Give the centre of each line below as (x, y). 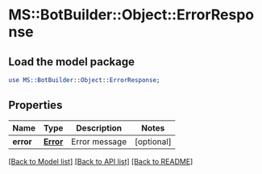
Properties (35, 105)
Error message (99, 141)
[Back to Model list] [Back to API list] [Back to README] (101, 161)
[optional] (153, 141)
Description (99, 128)
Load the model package (72, 62)
